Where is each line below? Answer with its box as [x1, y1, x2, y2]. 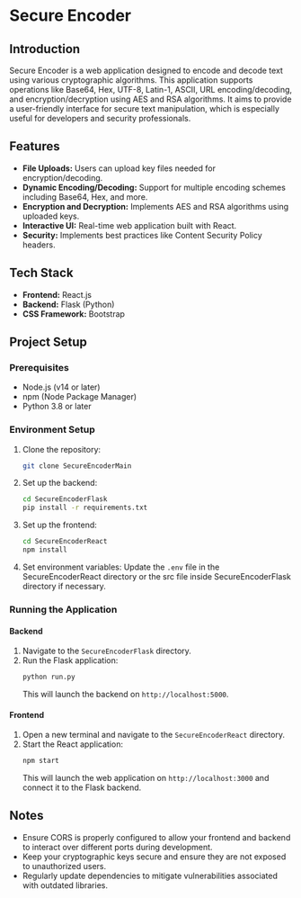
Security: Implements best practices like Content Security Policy [22, 229, 262, 240]
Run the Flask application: [22, 655, 119, 666]
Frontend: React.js [22, 289, 93, 300]
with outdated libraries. [22, 879, 108, 891]
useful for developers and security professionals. [9, 113, 191, 123]
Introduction [9, 41, 81, 57]
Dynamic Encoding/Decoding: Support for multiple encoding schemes [22, 182, 286, 193]
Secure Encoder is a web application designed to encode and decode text [9, 65, 283, 76]
